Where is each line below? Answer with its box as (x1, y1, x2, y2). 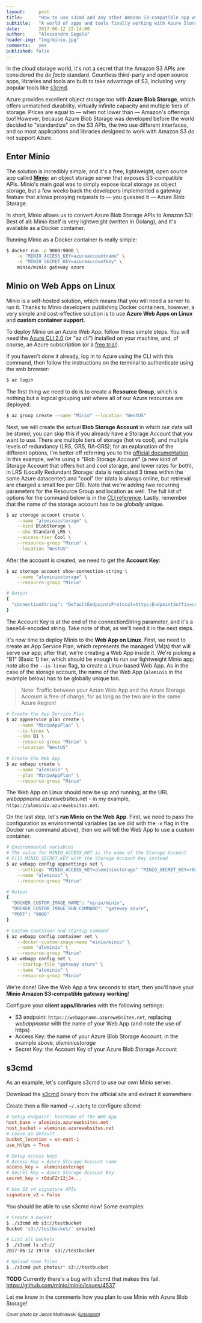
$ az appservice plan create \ (6, 716, 85, 722)
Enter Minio (6, 151, 50, 162)
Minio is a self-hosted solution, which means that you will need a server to (6, 297, 191, 304)
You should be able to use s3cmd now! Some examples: (6, 1202, 145, 1210)
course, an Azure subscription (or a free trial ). (6, 340, 120, 348)
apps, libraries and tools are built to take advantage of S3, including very (6, 77, 186, 84)
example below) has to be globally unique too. (6, 674, 121, 682)
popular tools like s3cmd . (6, 84, 69, 91)
